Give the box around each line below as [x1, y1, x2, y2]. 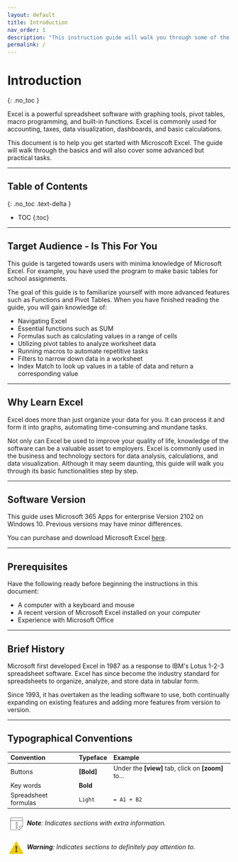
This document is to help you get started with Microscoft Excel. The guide [7, 139, 223, 147]
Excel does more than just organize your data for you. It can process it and [7, 415, 225, 424]
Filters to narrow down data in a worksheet [17, 354, 143, 362]
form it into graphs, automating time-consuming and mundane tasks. [7, 423, 208, 431]
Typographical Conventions [7, 732, 133, 745]
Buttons [10, 768, 33, 776]
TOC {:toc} [17, 213, 50, 222]
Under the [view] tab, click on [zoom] [113, 764, 224, 772]
